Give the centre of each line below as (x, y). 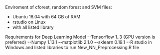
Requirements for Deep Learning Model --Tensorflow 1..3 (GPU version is (80, 37)
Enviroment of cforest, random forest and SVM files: (59, 7)
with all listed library (33, 27)
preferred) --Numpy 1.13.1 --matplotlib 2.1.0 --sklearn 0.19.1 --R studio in (79, 42)
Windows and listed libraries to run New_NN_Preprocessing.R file (72, 47)
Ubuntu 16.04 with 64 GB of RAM (46, 17)
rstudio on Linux (29, 22)
